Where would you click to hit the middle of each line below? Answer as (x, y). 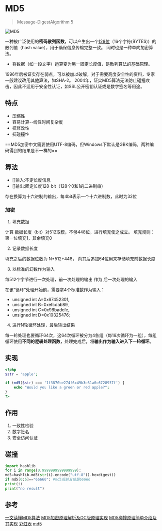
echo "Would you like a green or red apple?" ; (62, 388)
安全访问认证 (25, 438)
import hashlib (20, 466)
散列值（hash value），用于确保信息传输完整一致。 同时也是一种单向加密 (77, 47)
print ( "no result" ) (25, 488)
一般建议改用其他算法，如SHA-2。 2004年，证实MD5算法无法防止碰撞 (75, 80)
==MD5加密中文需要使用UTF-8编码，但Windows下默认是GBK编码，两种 (77, 144)
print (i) (14, 484)
